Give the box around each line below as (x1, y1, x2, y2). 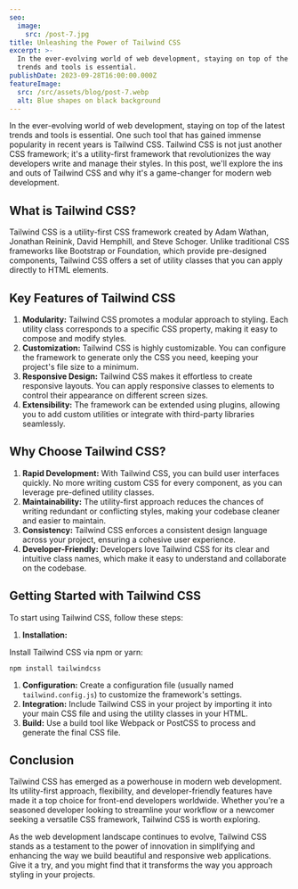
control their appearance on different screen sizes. (21, 390, 209, 400)
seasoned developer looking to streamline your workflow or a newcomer (9, 804, 275, 816)
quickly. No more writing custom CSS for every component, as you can (21, 477, 283, 488)
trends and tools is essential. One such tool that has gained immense (9, 130, 262, 141)
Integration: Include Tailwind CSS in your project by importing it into (21, 698, 273, 709)
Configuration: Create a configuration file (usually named (21, 679, 234, 690)
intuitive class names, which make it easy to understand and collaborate (21, 553, 286, 564)
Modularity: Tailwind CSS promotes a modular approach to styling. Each (21, 314, 289, 325)
